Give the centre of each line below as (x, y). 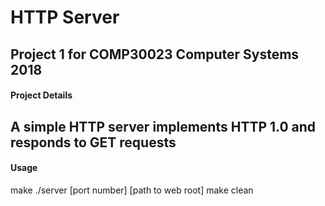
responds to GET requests (93, 142)
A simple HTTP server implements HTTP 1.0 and (163, 126)
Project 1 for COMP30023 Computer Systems (155, 54)
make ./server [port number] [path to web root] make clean (132, 190)
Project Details (41, 95)
